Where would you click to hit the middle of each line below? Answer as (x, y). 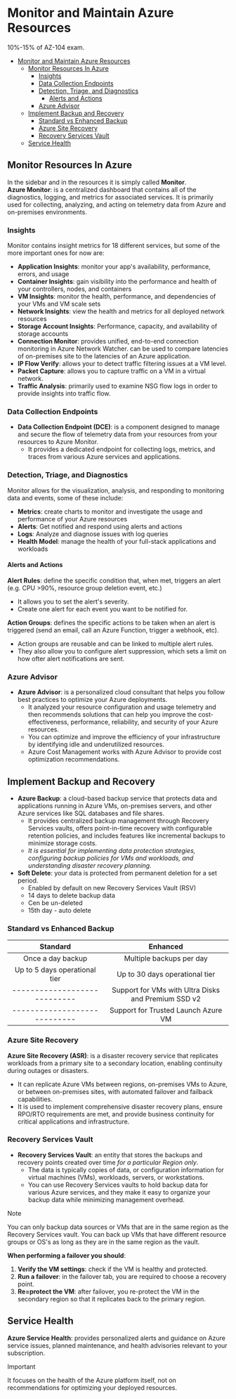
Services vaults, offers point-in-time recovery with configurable (120, 828)
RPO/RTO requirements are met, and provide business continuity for (116, 1114)
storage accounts (43, 334)
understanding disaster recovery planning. (90, 865)
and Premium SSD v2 (166, 999)
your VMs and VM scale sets (59, 304)
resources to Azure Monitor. (58, 442)
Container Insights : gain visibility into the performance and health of (117, 282)
